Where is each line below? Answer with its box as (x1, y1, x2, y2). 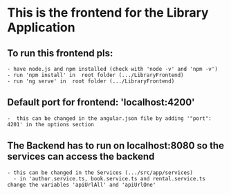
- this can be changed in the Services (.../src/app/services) (7, 169, 194, 176)
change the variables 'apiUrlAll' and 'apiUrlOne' (7, 181, 156, 188)
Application (7, 19, 75, 35)
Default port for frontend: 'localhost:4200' (7, 96, 195, 108)
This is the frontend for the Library (7, 5, 209, 21)
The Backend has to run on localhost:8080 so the (7, 140, 225, 152)
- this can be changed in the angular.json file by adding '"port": (7, 115, 212, 122)
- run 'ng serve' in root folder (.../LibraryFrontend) (7, 78, 175, 85)
